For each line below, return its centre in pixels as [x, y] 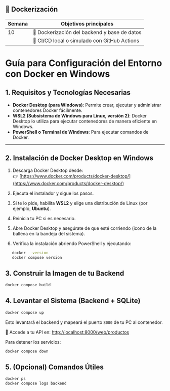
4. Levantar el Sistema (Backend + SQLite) [73, 301]
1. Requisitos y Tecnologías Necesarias [68, 93]
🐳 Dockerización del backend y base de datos [87, 32]
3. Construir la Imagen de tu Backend [65, 273]
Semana [18, 23]
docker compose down [27, 351]
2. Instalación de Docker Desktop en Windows [79, 158]
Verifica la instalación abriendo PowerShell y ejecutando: [72, 243]
